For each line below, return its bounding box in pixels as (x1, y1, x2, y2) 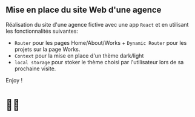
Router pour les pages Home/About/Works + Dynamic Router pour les (14, 39, 187, 46)
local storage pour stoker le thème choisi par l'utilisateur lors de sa (14, 58, 184, 65)
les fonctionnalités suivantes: (5, 27, 78, 35)
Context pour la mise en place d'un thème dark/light (14, 52, 144, 59)
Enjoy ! (5, 76, 23, 84)
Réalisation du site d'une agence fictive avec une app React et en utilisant (5, 21, 189, 28)
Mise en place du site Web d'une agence (5, 5, 162, 15)
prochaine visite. (14, 65, 56, 72)
